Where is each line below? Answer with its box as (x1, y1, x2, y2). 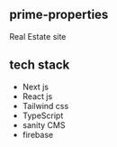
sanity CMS (22, 119, 66, 130)
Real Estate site (9, 31, 67, 41)
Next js (22, 81, 49, 92)
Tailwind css (22, 100, 69, 111)
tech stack (9, 58, 70, 73)
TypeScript (22, 110, 64, 121)
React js (22, 90, 53, 102)
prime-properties (9, 7, 109, 23)
